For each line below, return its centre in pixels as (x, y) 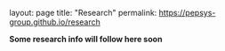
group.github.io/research (55, 22)
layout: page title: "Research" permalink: (83, 13)
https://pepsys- (187, 13)
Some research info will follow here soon (86, 39)
